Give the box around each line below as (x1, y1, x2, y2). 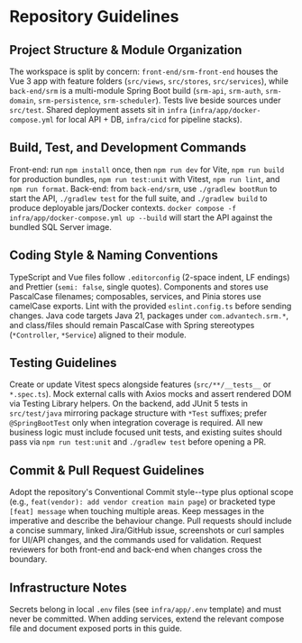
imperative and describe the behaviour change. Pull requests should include (9, 516, 292, 527)
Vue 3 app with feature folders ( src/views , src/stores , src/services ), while (9, 76, 288, 87)
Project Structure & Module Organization (9, 42, 243, 58)
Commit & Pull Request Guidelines (9, 463, 205, 478)
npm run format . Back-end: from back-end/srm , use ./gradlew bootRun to (9, 183, 278, 194)
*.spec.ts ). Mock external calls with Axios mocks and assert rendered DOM (9, 389, 292, 400)
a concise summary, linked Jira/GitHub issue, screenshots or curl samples (9, 525, 285, 536)
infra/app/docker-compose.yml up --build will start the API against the (9, 212, 273, 223)
